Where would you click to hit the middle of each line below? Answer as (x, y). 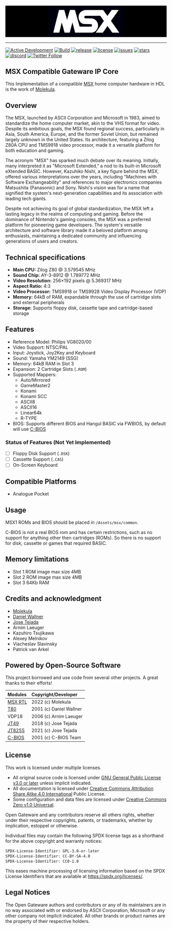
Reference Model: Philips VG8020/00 (52, 342)
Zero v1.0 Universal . (34, 805)
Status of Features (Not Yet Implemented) (58, 442)
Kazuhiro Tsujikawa (33, 633)
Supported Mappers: (35, 374)
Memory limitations (37, 559)
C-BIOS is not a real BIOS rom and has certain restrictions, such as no (79, 532)
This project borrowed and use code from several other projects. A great (82, 678)
